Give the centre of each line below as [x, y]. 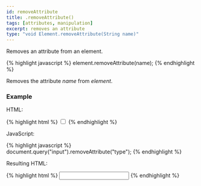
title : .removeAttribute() [40, 17]
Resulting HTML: [27, 164]
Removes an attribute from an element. [55, 51]
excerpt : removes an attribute [46, 29]
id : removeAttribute [32, 12]
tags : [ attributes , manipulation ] [50, 23]
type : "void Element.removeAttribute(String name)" [72, 34]
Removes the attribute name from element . [59, 81]
